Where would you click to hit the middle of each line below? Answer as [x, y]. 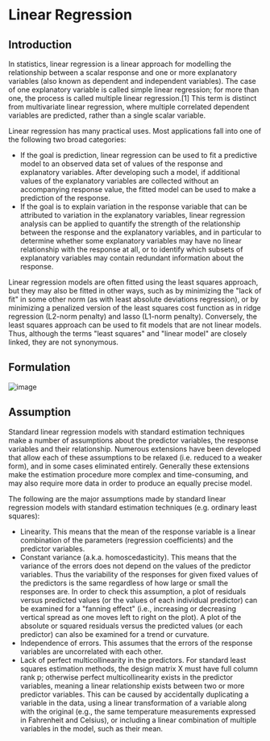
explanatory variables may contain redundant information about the [132, 258]
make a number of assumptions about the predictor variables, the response [133, 440]
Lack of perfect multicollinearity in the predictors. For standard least [133, 660]
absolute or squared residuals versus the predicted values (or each [131, 626]
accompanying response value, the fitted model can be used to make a [138, 189]
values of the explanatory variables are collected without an [119, 181]
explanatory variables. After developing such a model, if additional [130, 172]
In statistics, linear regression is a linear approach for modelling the [120, 64]
